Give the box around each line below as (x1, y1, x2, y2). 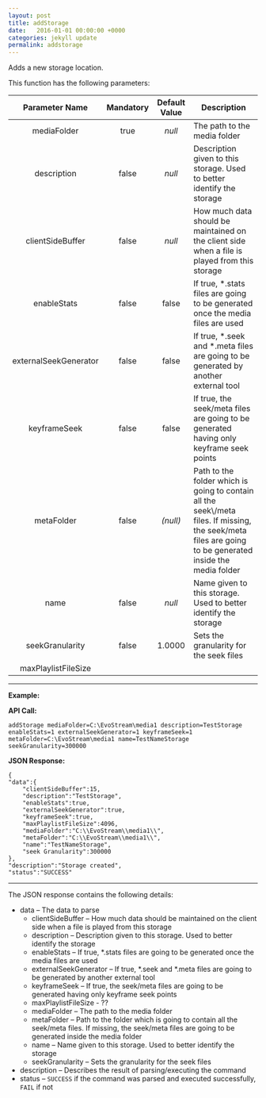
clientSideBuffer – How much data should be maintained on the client (31, 914, 257, 923)
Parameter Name (22, 102, 89, 113)
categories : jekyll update (8, 33, 97, 42)
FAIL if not (19, 1082, 54, 1092)
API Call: (8, 706, 37, 716)
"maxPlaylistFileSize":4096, (22, 820, 119, 828)
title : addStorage (8, 19, 69, 27)
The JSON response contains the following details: (8, 890, 174, 900)
